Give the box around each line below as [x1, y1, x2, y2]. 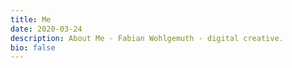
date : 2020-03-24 [10, 24, 83, 34]
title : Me [10, 14, 52, 25]
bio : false [10, 42, 56, 53]
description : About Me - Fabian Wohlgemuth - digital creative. [10, 33, 284, 43]
